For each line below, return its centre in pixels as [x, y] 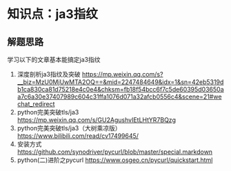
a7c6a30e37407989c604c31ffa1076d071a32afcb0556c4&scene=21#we [119, 97]
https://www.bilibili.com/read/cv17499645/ [78, 136]
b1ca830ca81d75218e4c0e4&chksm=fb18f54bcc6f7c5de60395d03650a [120, 89]
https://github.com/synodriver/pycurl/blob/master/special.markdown [114, 152]
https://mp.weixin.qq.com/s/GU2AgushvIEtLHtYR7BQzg [96, 120]
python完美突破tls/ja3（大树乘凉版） [69, 128]
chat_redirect [36, 104]
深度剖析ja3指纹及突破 [49, 74]
